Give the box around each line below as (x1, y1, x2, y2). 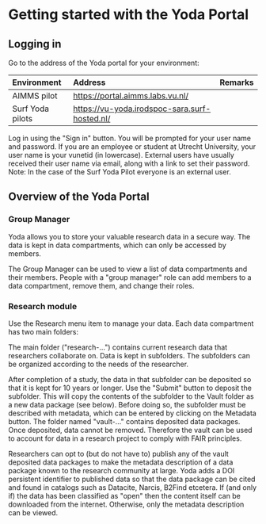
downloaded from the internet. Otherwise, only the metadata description (8, 499, 245, 509)
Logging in (8, 37, 62, 51)
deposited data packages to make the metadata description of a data (8, 457, 234, 467)
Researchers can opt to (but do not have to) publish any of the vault (8, 449, 230, 458)
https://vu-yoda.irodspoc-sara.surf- (73, 103, 211, 114)
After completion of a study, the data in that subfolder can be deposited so (8, 374, 252, 384)
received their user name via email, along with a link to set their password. (8, 159, 250, 168)
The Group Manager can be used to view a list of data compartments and (8, 264, 248, 273)
